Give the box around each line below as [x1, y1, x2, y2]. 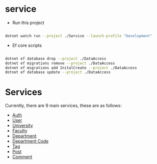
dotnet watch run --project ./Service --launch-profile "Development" [5, 33, 153, 38]
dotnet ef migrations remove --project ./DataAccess [5, 60, 115, 66]
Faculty [12, 128, 28, 134]
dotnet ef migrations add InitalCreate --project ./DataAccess [5, 65, 137, 70]
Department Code [12, 138, 49, 144]
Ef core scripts [12, 42, 42, 48]
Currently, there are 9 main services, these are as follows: [5, 103, 122, 109]
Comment [12, 154, 32, 160]
